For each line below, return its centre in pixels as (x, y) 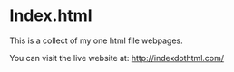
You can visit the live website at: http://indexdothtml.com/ (117, 58)
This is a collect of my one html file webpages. (96, 40)
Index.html (51, 16)
